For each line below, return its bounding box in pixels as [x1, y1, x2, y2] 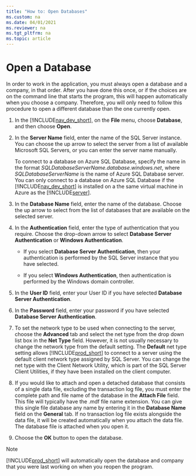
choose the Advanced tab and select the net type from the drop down [14, 330, 184, 337]
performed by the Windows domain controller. [23, 278, 135, 285]
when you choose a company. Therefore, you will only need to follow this [6, 99, 183, 106]
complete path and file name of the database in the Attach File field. [14, 392, 180, 399]
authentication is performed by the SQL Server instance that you [23, 254, 179, 261]
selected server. [14, 213, 54, 220]
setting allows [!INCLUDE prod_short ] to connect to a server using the [14, 349, 181, 356]
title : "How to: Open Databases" [6, 8, 88, 15]
